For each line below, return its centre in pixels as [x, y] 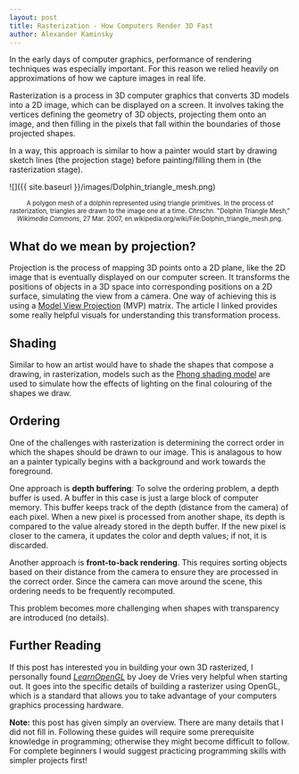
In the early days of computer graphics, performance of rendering [131, 60]
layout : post [33, 17]
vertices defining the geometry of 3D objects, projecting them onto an [138, 115]
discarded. [29, 545]
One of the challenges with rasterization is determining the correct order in [146, 442]
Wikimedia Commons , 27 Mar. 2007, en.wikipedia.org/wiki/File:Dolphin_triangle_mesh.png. [150, 219]
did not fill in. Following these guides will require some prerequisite [132, 731]
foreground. [31, 471]
